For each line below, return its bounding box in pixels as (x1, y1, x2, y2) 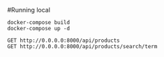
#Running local (7, 6, 51, 14)
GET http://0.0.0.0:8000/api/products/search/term (7, 43, 158, 50)
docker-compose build (7, 19, 70, 26)
